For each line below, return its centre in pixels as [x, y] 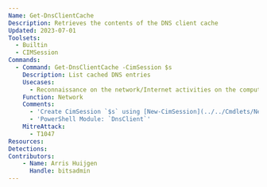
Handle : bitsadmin [60, 171]
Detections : [28, 149]
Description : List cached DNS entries [87, 75]
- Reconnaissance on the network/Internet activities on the [133, 90]
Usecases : [39, 82]
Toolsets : [25, 38]
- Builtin [31, 45]
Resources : [26, 141]
